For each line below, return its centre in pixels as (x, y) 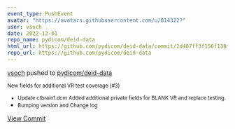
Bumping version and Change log (57, 105)
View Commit (27, 118)
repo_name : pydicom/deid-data (51, 40)
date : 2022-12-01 (33, 33)
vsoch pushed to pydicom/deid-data (60, 73)
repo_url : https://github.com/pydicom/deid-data (79, 53)
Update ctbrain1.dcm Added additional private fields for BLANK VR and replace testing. (121, 98)
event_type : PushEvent (40, 14)
